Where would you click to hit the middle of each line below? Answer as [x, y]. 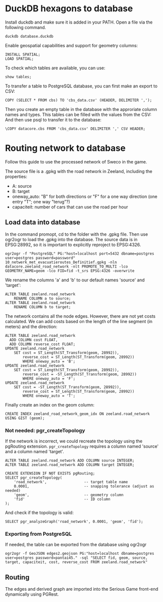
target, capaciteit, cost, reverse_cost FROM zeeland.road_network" [76, 562]
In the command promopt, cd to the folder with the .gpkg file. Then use [77, 234]
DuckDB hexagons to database [69, 9]
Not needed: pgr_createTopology [45, 430]
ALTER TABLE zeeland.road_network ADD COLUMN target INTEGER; [70, 465]
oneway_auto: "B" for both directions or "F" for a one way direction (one [85, 196]
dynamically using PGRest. [32, 594]
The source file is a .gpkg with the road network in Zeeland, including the [79, 171]
